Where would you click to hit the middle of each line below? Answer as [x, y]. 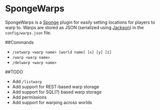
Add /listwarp [27, 81]
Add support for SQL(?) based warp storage [57, 92]
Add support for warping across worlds [52, 102]
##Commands [19, 42]
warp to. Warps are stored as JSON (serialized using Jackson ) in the [75, 27]
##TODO [14, 72]
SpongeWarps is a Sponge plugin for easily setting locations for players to [80, 22]
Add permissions [29, 97]
